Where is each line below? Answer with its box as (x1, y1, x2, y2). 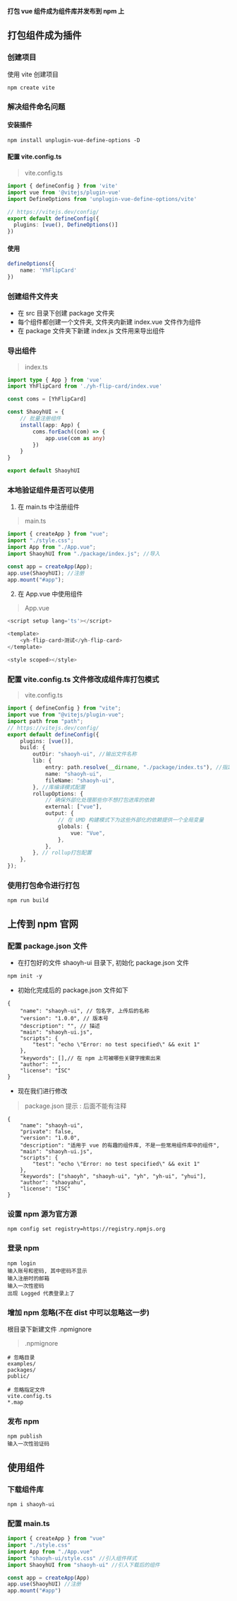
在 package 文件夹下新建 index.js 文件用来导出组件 (17, 327, 165, 335)
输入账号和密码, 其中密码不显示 (7, 1267, 87, 1274)
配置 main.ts (7, 1518, 51, 1528)
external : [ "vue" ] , (44, 803, 102, 811)
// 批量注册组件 (20, 415, 61, 422)
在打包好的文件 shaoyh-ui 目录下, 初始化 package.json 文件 (17, 959, 189, 967)
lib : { (32, 757, 52, 765)
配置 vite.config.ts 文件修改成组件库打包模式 (7, 674, 159, 684)
